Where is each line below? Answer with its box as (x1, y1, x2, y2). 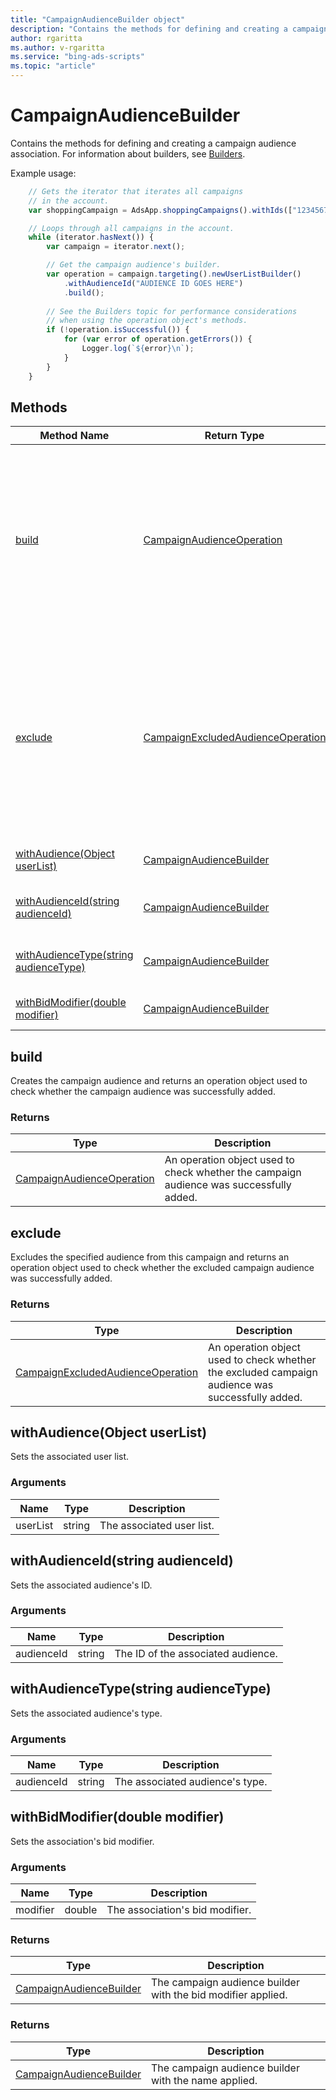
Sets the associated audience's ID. (10, 1579, 153, 1591)
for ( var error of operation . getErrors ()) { (63, 334, 253, 345)
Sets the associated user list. (10, 1451, 130, 1463)
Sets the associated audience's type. (10, 1707, 163, 1719)
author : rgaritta (10, 33, 83, 43)
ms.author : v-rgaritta (10, 42, 105, 53)
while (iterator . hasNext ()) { (28, 232, 155, 243)
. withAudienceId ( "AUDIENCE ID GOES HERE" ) (63, 278, 244, 288)
